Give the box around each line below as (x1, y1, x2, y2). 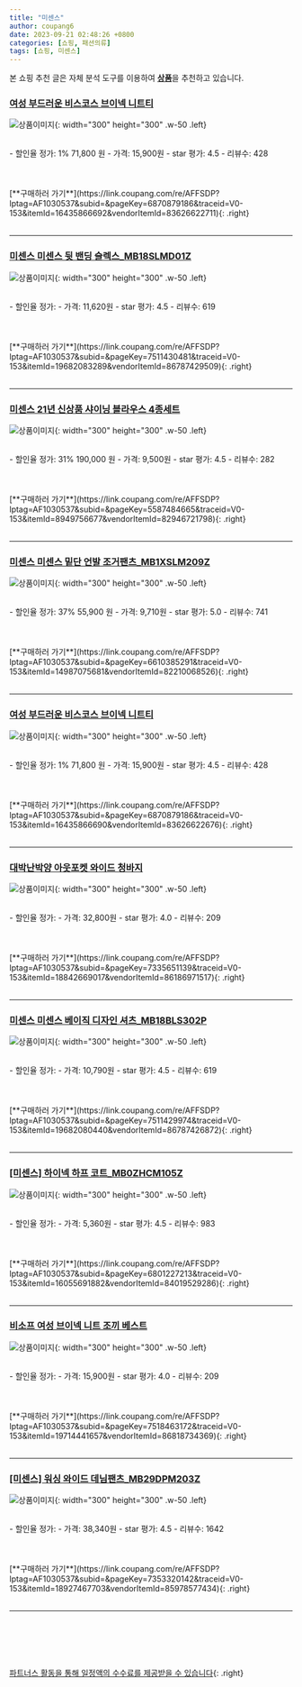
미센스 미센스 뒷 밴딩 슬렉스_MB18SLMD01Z (9, 250, 191, 262)
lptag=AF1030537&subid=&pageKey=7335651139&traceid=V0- (9, 962, 242, 973)
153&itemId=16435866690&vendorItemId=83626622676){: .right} (9, 819, 253, 830)
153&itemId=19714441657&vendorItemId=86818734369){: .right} (9, 1430, 247, 1441)
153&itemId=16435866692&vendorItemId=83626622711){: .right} (9, 208, 250, 219)
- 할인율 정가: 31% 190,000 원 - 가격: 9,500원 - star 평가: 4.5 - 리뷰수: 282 (9, 454, 276, 465)
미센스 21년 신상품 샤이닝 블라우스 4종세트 (9, 403, 181, 415)
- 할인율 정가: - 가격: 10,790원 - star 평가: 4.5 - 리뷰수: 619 (9, 1065, 218, 1076)
